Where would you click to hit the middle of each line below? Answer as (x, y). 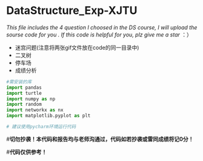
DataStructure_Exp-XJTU (72, 11)
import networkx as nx (35, 110)
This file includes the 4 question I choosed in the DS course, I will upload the (102, 27)
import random (24, 104)
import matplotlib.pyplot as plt (48, 116)
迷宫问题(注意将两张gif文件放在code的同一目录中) (77, 47)
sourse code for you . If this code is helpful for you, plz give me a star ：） (99, 35)
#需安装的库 (19, 82)
